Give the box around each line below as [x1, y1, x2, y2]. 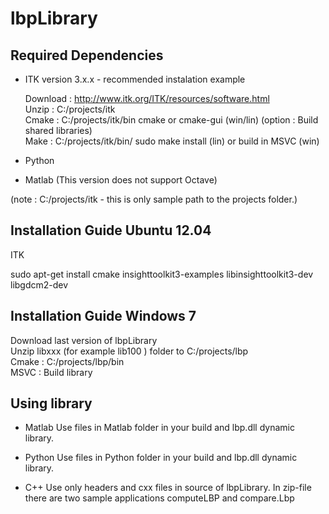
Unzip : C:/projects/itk [24, 103, 116, 115]
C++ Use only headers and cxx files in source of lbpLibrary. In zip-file [24, 482, 312, 494]
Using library [10, 395, 93, 412]
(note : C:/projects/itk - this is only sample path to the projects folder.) [10, 193, 298, 205]
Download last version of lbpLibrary [10, 334, 158, 346]
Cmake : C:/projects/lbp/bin [10, 355, 125, 367]
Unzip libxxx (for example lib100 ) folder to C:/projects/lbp [10, 345, 249, 357]
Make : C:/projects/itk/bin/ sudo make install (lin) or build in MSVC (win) [24, 135, 320, 147]
